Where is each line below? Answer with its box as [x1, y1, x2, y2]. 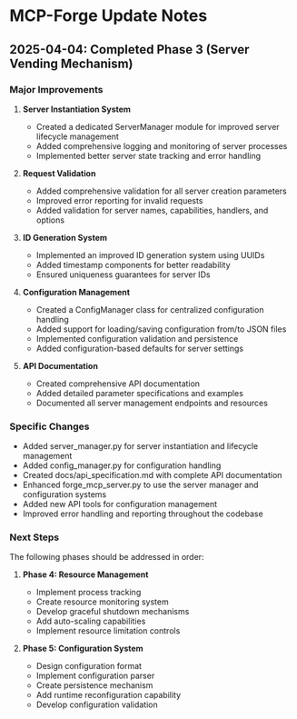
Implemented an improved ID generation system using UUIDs [35, 249, 265, 260]
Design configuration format [35, 661, 143, 672]
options [35, 215, 65, 225]
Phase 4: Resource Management [22, 569, 149, 580]
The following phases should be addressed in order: [9, 552, 204, 563]
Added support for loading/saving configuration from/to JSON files [35, 324, 287, 335]
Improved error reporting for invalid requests [35, 195, 203, 205]
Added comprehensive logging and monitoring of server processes [35, 140, 288, 151]
